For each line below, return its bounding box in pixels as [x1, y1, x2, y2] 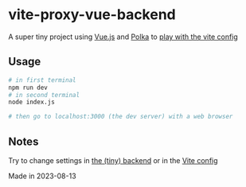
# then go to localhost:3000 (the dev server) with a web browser [8, 113, 233, 121]
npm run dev [8, 84, 48, 92]
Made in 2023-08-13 [8, 171, 77, 181]
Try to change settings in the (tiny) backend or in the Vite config [8, 155, 218, 165]
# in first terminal [8, 76, 77, 84]
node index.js [8, 98, 56, 107]
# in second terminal [8, 91, 80, 99]
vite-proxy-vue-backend [8, 6, 177, 24]
